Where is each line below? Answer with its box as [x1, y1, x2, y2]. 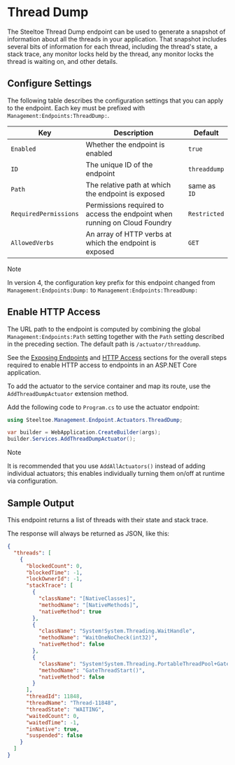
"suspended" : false [25, 732, 83, 739]
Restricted [187, 210, 225, 218]
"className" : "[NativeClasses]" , [38, 595, 136, 602]
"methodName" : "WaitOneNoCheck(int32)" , [38, 634, 158, 641]
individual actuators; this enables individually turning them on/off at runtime [7, 470, 225, 478]
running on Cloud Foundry [85, 218, 172, 227]
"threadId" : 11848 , [25, 693, 83, 700]
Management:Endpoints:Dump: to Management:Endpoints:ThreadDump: [7, 286, 198, 294]
